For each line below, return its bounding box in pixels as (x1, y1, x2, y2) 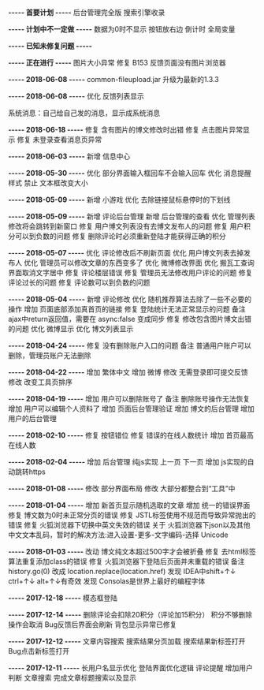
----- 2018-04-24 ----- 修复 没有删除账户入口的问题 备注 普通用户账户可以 (8, 341, 252, 350)
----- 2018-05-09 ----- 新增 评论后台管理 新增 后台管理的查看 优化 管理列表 (8, 212, 255, 221)
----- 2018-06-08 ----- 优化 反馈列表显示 (8, 91, 144, 101)
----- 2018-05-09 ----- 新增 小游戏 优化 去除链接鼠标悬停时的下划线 (8, 195, 231, 204)
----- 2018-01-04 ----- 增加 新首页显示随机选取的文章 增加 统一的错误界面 (8, 501, 251, 509)
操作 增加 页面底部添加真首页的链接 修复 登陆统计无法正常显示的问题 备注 (8, 304, 246, 314)
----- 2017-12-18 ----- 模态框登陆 (8, 593, 118, 602)
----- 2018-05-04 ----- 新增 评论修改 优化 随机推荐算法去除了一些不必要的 (8, 295, 252, 304)
